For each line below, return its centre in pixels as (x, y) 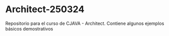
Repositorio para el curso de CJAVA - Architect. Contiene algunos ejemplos (85, 23)
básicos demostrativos (29, 28)
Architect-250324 (45, 9)
